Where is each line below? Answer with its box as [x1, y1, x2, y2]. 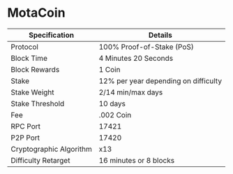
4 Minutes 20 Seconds [98, 53, 174, 63]
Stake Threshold [10, 99, 65, 108]
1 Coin [98, 64, 121, 74]
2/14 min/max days [98, 87, 163, 97]
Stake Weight [10, 87, 54, 97]
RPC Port [10, 121, 40, 131]
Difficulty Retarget [10, 155, 70, 165]
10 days [98, 99, 126, 108]
